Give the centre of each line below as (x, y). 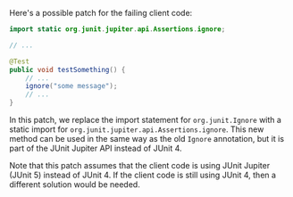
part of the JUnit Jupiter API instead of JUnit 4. (96, 148)
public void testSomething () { (67, 70)
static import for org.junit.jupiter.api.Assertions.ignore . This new (137, 129)
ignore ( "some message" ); (71, 86)
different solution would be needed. (75, 185)
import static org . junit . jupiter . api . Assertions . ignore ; (117, 29)
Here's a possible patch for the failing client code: (101, 13)
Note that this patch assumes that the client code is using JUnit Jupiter (140, 165)
